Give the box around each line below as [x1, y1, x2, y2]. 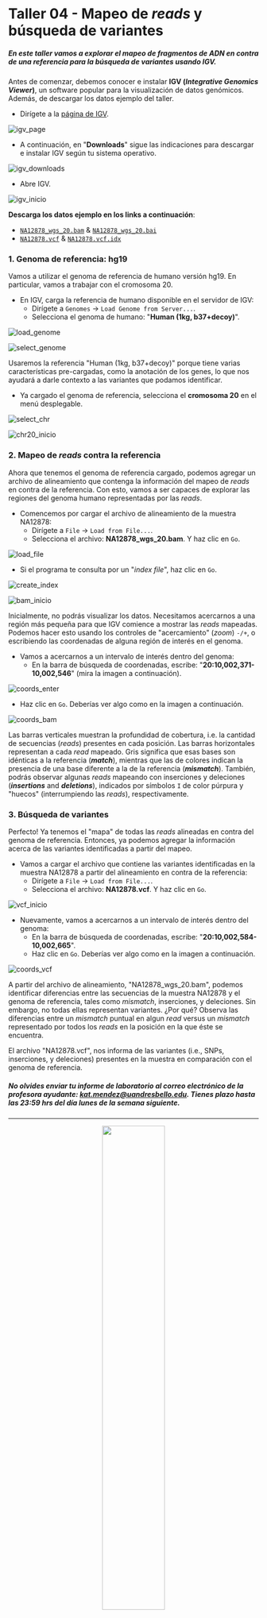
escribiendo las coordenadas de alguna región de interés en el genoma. [8, 636, 244, 646]
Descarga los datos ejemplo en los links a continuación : [8, 210, 195, 219]
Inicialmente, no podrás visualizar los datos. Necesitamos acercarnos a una [8, 611, 256, 620]
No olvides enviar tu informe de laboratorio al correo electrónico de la [8, 1081, 244, 1091]
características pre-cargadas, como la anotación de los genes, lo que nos [8, 367, 250, 377]
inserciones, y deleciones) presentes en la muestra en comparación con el [8, 1054, 253, 1064]
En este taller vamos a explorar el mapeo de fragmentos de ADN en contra [8, 48, 259, 58]
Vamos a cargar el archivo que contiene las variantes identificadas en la [19, 859, 256, 869]
